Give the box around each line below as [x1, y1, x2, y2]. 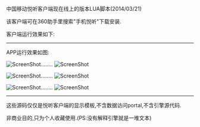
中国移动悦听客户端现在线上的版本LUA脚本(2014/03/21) [6, 5, 142, 12]
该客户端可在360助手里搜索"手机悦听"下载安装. [6, 18, 122, 25]
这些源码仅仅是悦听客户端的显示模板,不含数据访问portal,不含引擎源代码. [6, 102, 182, 109]
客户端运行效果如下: [6, 30, 55, 38]
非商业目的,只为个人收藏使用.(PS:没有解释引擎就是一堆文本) [6, 114, 152, 121]
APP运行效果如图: [6, 49, 49, 55]
